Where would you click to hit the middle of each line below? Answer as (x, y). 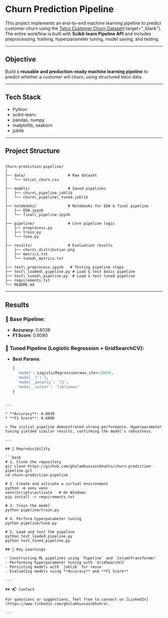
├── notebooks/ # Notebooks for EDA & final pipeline (77, 206)
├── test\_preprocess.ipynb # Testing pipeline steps (64, 267)
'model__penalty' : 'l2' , (43, 382)
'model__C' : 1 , (33, 378)
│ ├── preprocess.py (29, 228)
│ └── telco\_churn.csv (32, 180)
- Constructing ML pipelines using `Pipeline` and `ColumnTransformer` (81, 558)
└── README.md (20, 285)
